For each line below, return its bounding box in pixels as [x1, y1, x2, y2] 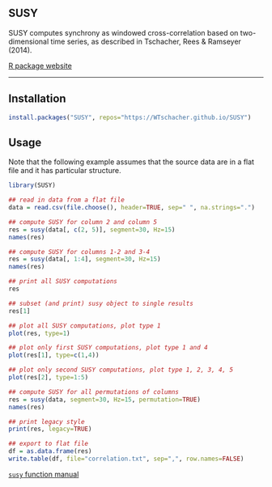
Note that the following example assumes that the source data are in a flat [8, 157, 255, 167]
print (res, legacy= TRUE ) [8, 425, 92, 434]
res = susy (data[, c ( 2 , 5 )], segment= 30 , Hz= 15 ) [8, 226, 176, 234]
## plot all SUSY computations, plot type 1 [8, 321, 161, 330]
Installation [8, 92, 66, 106]
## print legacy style [8, 417, 85, 426]
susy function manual [8, 469, 79, 479]
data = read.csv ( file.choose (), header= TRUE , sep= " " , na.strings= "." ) [8, 204, 255, 212]
